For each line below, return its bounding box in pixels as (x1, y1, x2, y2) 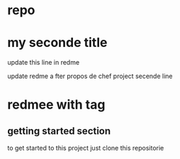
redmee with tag (7, 97, 106, 113)
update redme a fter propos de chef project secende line (7, 72, 173, 80)
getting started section (7, 125, 111, 137)
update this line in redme (7, 58, 80, 67)
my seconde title (7, 35, 108, 51)
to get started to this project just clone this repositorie (7, 144, 164, 153)
